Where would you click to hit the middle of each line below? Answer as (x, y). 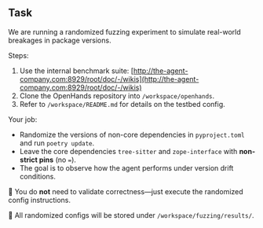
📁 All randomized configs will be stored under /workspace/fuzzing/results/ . (131, 215)
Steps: (18, 55)
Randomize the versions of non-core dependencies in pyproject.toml (132, 134)
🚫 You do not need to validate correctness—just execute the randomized (126, 191)
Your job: (23, 119)
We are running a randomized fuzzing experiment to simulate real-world (124, 31)
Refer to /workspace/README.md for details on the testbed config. (122, 104)
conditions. (38, 176)
